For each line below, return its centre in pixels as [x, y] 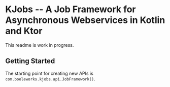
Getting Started [30, 61]
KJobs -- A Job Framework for [71, 9]
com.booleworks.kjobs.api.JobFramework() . [50, 79]
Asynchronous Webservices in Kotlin [85, 20]
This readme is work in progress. [40, 45]
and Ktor [24, 31]
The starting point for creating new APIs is [49, 73]
